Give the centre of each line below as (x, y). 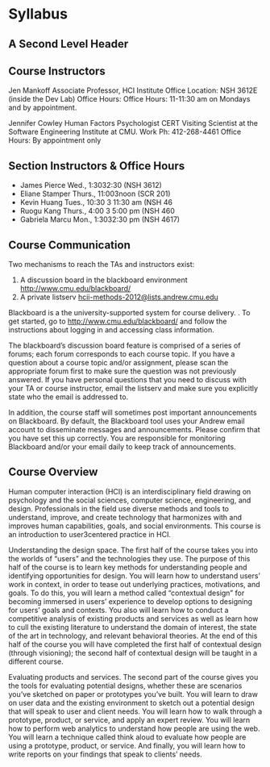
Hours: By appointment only (55, 140)
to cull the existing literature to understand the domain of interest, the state (133, 627)
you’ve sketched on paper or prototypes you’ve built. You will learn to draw (133, 694)
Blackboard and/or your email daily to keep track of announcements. (122, 447)
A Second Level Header (69, 44)
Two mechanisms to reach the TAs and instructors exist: (102, 265)
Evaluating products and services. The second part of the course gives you (133, 677)
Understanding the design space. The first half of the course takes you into (133, 550)
